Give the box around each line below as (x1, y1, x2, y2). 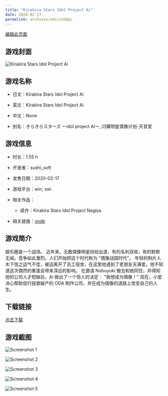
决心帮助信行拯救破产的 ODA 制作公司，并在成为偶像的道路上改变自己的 (5, 280, 153, 286)
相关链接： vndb (12, 218, 46, 224)
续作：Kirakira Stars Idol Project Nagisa (20, 207, 102, 213)
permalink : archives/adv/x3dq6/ (5, 17, 73, 22)
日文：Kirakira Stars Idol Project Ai (12, 91, 84, 97)
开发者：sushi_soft (12, 164, 51, 170)
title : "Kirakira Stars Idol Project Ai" (5, 7, 93, 13)
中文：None (12, 113, 38, 118)
